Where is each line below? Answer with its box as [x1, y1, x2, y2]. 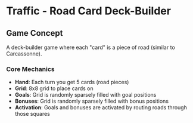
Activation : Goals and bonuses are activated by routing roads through [14, 104, 188, 111]
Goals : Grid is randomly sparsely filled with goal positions [14, 91, 157, 99]
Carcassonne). [6, 50, 42, 57]
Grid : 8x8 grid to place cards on [14, 85, 94, 92]
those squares [14, 110, 51, 118]
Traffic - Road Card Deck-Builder [6, 4, 172, 18]
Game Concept [6, 28, 63, 38]
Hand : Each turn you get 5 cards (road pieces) [14, 79, 129, 86]
